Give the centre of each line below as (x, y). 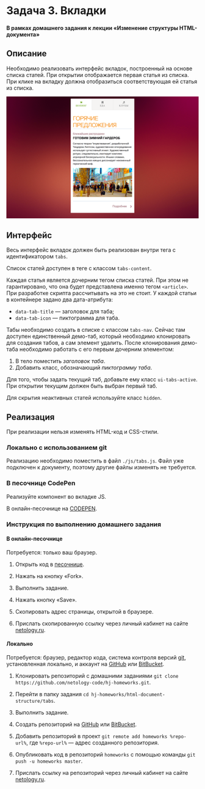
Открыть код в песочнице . (49, 564)
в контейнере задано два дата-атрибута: (60, 299)
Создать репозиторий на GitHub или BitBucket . (76, 724)
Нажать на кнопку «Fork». (49, 576)
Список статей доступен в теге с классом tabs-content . (79, 268)
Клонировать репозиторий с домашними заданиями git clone (97, 676)
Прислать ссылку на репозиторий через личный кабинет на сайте (102, 773)
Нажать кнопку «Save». (46, 600)
